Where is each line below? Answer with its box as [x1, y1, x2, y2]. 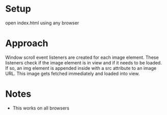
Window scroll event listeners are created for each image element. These [5, 54, 159, 60]
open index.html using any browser [5, 20, 79, 26]
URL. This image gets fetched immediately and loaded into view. [5, 70, 140, 76]
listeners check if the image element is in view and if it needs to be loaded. [5, 59, 162, 66]
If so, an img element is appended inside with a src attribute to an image [5, 65, 157, 71]
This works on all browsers [12, 105, 70, 111]
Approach [5, 37, 48, 49]
